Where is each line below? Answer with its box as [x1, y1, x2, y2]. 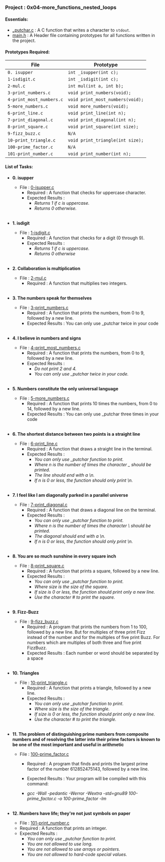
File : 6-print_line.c [19, 441, 58, 447]
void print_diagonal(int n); [68, 117, 136, 123]
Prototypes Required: [5, 49, 50, 55]
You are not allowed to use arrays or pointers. [27, 846, 121, 852]
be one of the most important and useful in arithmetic [12, 742, 124, 748]
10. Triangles [12, 670, 39, 676]
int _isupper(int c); [68, 70, 119, 75]
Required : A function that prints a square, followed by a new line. [27, 568, 160, 574]
